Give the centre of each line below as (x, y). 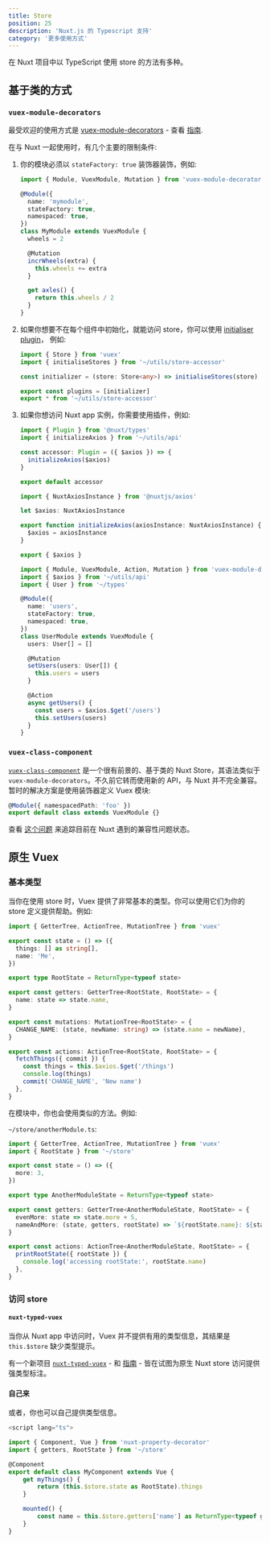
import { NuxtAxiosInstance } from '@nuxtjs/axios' (108, 496)
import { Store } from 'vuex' (71, 354)
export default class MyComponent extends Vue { (91, 1472)
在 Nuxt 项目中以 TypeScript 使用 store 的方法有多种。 (98, 62)
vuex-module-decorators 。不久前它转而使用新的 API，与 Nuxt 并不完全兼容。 (135, 780)
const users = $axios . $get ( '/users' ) (98, 710)
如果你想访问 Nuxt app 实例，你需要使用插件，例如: (105, 415)
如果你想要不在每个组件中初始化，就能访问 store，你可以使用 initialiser (137, 329)
